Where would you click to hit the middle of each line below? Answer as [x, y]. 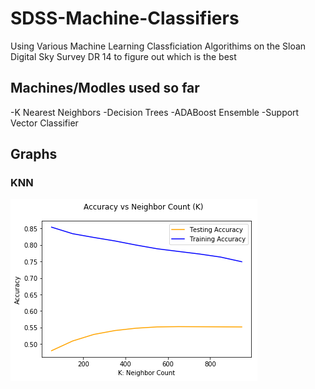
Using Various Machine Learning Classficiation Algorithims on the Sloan [158, 46]
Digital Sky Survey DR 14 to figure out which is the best [123, 56]
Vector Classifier [44, 123]
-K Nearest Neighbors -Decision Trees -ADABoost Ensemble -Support [155, 112]
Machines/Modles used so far [105, 88]
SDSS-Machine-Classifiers [125, 18]
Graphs [34, 154]
